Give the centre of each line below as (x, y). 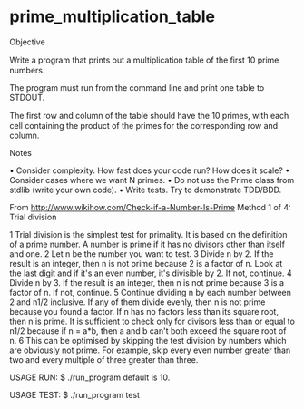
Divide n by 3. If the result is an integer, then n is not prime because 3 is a (147, 282)
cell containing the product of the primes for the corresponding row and (144, 125)
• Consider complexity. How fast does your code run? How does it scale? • (150, 170)
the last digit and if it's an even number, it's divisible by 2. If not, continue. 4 (151, 273)
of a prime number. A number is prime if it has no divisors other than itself (147, 244)
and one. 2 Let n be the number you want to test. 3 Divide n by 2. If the (142, 253)
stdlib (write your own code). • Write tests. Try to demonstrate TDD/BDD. (146, 190)
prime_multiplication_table (113, 17)
